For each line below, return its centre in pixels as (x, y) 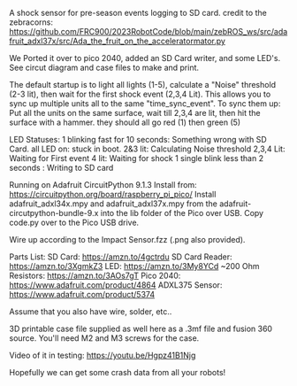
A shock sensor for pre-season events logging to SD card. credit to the (138, 13)
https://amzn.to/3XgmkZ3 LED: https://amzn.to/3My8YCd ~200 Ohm (134, 266)
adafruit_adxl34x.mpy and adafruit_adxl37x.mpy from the (114, 204)
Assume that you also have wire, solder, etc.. (91, 312)
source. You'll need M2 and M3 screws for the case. (104, 338)
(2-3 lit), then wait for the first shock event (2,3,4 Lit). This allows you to (140, 94)
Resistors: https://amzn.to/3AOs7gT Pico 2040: (95, 275)
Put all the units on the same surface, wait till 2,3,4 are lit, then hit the (135, 113)
